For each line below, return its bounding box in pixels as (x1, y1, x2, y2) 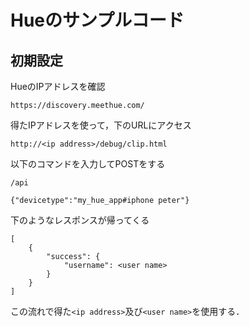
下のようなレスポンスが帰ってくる (10, 214, 150, 226)
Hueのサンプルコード (10, 9, 185, 32)
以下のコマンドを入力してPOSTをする (10, 158, 166, 170)
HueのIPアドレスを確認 (10, 81, 106, 92)
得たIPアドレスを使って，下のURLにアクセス (10, 119, 192, 131)
